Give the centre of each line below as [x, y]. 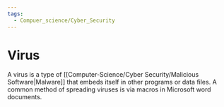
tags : [15, 14]
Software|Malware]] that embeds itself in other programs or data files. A [112, 82]
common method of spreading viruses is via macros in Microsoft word [109, 89]
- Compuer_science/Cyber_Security [64, 20]
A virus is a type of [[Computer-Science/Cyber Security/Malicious [103, 75]
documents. [25, 97]
